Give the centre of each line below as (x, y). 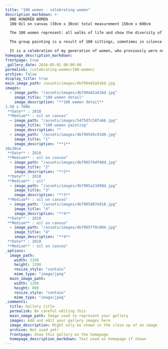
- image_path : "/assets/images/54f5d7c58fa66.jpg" (63, 120)
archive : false (21, 74)
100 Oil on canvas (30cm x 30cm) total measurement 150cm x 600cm (80, 24)
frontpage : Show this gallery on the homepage (59, 334)
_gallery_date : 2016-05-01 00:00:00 (43, 65)
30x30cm (13, 148)
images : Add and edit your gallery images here (60, 320)
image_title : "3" (32, 190)
